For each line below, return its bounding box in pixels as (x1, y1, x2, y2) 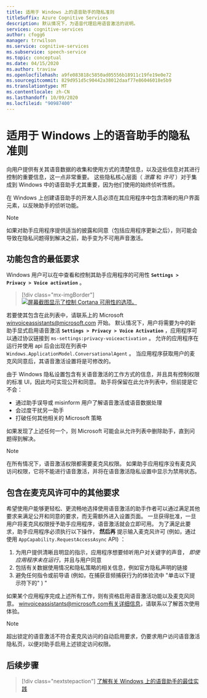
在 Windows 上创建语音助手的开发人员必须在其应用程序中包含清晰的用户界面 (6, 194, 200, 201)
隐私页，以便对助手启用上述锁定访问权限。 (6, 640, 114, 648)
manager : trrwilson (6, 37, 57, 44)
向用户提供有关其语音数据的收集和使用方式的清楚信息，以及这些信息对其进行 (6, 165, 200, 173)
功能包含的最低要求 (6, 254, 79, 264)
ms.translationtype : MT (6, 83, 68, 90)
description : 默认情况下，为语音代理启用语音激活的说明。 (6, 20, 138, 26)
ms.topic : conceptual (6, 55, 62, 61)
